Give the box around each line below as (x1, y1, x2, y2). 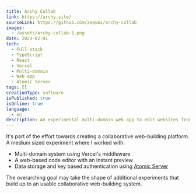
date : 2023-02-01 (6, 36, 48, 41)
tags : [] (6, 85, 27, 90)
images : (6, 24, 25, 31)
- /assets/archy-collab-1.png (11, 30, 85, 36)
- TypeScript (11, 52, 43, 58)
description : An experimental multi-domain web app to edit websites (6, 117, 179, 123)
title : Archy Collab (6, 8, 57, 15)
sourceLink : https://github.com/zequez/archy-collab (6, 19, 137, 25)
